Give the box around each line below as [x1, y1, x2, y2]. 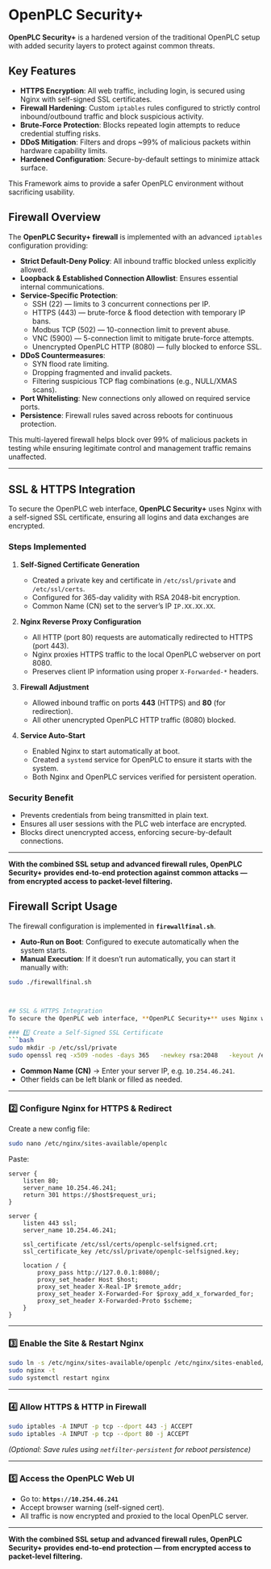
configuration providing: [8, 240, 89, 250]
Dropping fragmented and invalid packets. [31, 367, 173, 377]
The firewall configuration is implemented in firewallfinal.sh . [8, 921, 216, 931]
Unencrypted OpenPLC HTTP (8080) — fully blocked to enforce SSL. [31, 341, 262, 352]
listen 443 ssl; [23, 1220, 78, 1228]
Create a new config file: [8, 1124, 90, 1134]
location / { [23, 1262, 67, 1270]
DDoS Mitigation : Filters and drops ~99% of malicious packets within [19, 137, 252, 147]
